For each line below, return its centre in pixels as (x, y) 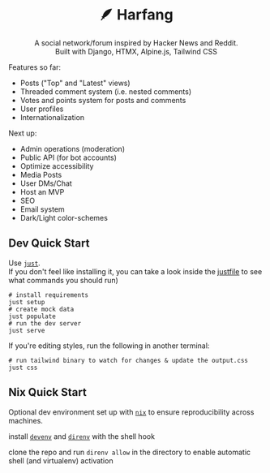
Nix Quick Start (47, 392)
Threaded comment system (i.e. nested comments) (106, 91)
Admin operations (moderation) (73, 148)
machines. (26, 420)
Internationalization (52, 117)
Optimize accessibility (57, 166)
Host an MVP (42, 191)
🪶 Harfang (136, 15)
